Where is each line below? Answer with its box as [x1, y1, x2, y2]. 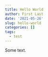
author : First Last [5, 12, 44, 16]
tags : [5, 29, 16, 34]
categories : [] [5, 25, 35, 30]
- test [9, 34, 22, 39]
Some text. [5, 47, 26, 53]
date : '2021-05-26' [5, 16, 44, 21]
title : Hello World [5, 7, 44, 12]
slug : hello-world [5, 20, 41, 26]
